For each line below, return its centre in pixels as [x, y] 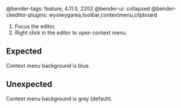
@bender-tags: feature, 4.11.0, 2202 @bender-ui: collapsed [78, 9]
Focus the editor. [35, 26]
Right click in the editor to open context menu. [71, 33]
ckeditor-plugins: [27, 15]
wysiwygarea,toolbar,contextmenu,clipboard [103, 15]
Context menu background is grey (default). [59, 99]
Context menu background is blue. [48, 65]
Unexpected [29, 85]
